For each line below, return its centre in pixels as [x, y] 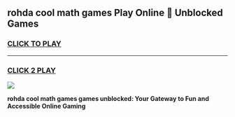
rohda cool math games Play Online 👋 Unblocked [115, 13]
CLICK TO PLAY [34, 44]
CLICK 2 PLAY [31, 70]
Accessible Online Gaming [47, 106]
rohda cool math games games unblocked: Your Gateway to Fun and [108, 98]
